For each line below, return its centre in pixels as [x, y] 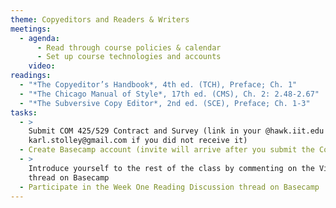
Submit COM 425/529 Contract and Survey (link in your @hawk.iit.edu [176, 131]
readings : [31, 76]
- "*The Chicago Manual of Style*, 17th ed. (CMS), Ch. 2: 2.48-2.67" [169, 94]
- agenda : [39, 38]
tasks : [24, 112]
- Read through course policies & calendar [129, 47]
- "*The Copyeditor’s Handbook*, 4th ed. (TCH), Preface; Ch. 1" [158, 85]
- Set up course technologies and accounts [129, 57]
